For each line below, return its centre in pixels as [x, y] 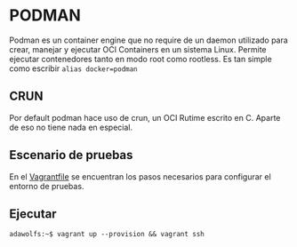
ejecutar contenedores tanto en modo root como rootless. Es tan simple [141, 59]
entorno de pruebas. [47, 186]
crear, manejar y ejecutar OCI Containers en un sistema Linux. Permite [138, 49]
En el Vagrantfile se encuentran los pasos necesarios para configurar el [140, 176]
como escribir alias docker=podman [73, 68]
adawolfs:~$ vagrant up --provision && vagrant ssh [107, 235]
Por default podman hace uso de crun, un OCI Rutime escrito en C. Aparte [145, 117]
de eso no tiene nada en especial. [71, 127]
